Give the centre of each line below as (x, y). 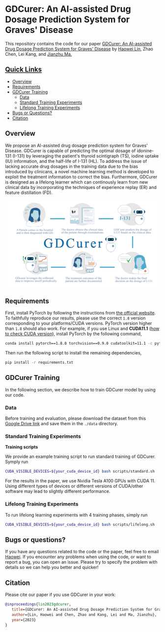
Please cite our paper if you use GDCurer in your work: (61, 595)
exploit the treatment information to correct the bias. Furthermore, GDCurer (81, 177)
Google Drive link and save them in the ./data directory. (62, 424)
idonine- (145, 151)
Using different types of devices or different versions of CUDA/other (74, 486)
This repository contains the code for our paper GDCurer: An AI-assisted (79, 43)
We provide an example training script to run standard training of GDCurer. (80, 457)
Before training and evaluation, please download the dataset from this (76, 418)
